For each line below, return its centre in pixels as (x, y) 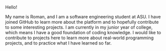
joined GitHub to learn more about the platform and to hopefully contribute (82, 22)
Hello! (11, 7)
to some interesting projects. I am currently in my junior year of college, (79, 27)
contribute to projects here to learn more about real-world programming (79, 38)
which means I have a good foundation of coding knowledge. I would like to (83, 32)
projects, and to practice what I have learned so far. (58, 43)
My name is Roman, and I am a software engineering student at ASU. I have (83, 17)
